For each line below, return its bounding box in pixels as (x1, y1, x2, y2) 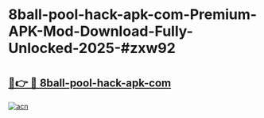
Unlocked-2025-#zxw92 (8, 40, 177, 57)
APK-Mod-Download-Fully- (8, 22, 193, 40)
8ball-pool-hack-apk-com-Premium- (8, 6, 257, 24)
